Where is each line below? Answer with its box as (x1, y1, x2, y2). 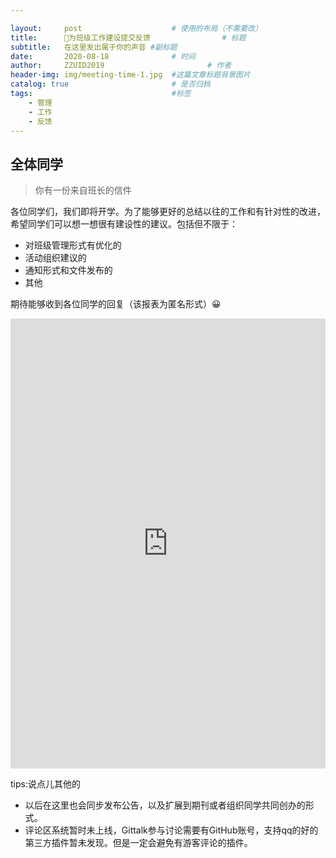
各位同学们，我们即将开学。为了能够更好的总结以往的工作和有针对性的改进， (10, 206, 326, 218)
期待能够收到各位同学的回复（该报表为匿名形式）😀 (10, 298, 222, 310)
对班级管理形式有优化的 (24, 239, 122, 251)
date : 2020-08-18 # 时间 (10, 51, 196, 61)
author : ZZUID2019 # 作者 (10, 61, 232, 71)
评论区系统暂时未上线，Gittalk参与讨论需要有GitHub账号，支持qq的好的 (24, 824, 319, 836)
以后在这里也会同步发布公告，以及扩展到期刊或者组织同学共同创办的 (24, 799, 306, 811)
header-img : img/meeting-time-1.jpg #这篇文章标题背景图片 (10, 70, 251, 80)
